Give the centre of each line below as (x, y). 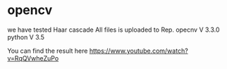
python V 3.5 (26, 37)
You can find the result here (48, 51)
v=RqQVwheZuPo (33, 58)
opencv (30, 10)
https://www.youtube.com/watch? (139, 51)
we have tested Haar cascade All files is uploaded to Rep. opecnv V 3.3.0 (114, 30)
